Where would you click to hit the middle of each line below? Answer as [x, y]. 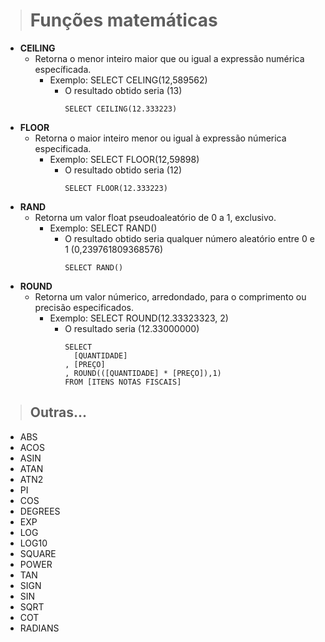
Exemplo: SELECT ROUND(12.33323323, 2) [139, 318]
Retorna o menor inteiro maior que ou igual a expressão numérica [169, 58]
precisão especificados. [84, 307]
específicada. [63, 69]
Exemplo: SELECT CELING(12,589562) [128, 80]
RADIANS [39, 628]
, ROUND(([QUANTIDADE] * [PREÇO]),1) [143, 373]
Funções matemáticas [123, 20]
